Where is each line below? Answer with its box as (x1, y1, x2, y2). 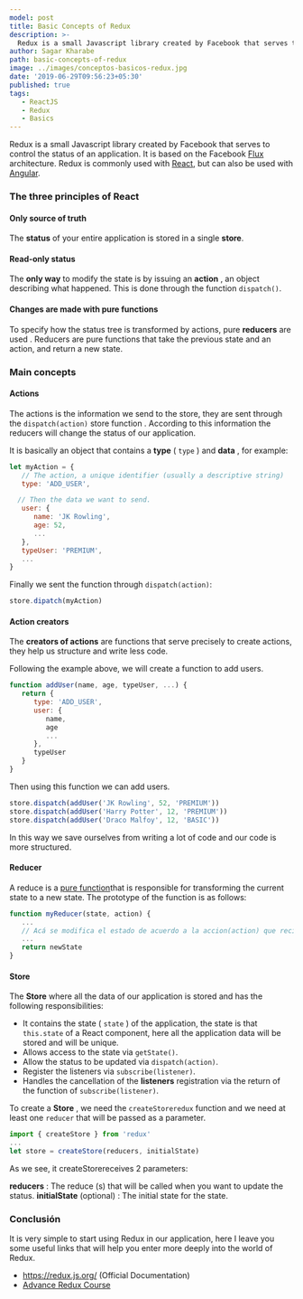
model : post (9, 13, 54, 23)
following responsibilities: (9, 1001, 104, 1012)
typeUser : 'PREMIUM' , (21, 546, 103, 555)
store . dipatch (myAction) (9, 597, 103, 606)
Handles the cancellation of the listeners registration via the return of (22, 1076, 281, 1087)
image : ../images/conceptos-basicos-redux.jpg (9, 64, 188, 73)
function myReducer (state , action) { (9, 909, 151, 918)
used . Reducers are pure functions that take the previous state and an (9, 334, 271, 344)
